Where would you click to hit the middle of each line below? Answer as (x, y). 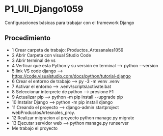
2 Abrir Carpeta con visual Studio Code (51, 55)
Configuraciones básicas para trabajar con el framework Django (69, 23)
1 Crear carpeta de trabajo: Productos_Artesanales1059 (68, 50)
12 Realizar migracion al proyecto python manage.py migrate (73, 118)
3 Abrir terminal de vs (34, 60)
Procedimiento (28, 38)
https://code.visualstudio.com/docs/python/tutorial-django (71, 76)
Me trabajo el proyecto (35, 128)
